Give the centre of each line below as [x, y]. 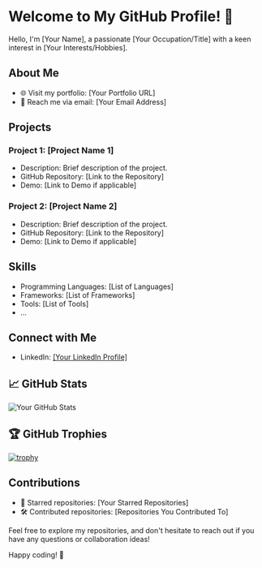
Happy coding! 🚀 [37, 554]
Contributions [44, 483]
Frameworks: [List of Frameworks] [77, 295]
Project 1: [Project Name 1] [61, 151]
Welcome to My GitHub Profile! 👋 [121, 17]
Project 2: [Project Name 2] [63, 206]
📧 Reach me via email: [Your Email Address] [93, 101]
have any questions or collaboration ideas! [79, 539]
